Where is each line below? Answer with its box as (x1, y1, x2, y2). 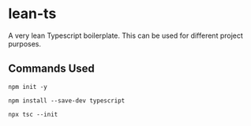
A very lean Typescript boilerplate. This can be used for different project (8, 31, 243, 40)
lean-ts (8, 5, 57, 23)
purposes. (8, 39, 42, 48)
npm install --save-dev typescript (8, 96, 126, 105)
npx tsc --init (8, 110, 58, 118)
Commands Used (8, 62, 95, 76)
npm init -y (8, 83, 47, 91)
